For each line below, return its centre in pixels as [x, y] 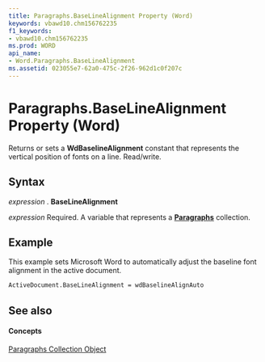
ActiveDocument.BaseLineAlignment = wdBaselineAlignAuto [106, 285]
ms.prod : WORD [32, 46]
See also [30, 311]
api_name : [25, 53]
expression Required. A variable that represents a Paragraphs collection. [129, 217]
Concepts [25, 331]
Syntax [27, 182]
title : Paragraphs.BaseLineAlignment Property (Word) [101, 16]
